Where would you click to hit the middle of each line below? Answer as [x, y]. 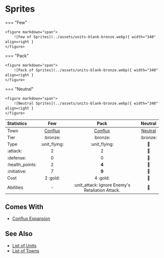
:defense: [17, 158]
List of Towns [26, 251]
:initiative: [17, 171]
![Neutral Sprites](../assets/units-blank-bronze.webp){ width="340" [86, 103]
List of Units [24, 245]
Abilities [15, 188]
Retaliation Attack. [102, 190]
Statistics [17, 123]
